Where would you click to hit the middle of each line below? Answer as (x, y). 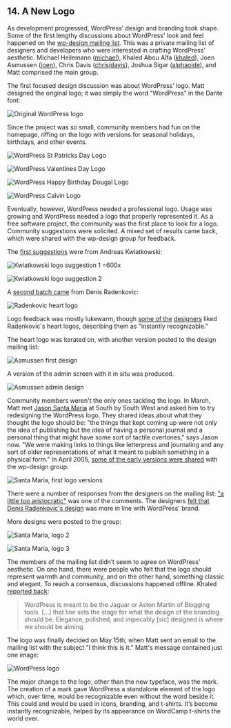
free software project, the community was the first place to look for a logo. (113, 224)
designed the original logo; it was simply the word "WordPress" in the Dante (115, 93)
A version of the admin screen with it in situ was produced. (91, 374)
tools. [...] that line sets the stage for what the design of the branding (122, 612)
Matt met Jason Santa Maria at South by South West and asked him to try (111, 408)
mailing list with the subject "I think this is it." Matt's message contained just (115, 647)
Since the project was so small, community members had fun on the (104, 127)
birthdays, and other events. (47, 142)
